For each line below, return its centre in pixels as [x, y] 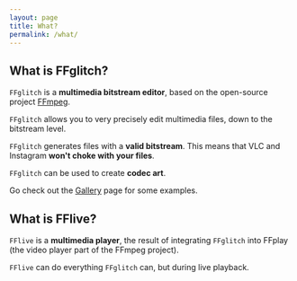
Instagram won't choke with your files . [82, 156]
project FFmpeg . [40, 102]
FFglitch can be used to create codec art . [88, 173]
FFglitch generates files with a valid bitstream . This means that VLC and [145, 146]
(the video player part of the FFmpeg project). [94, 250]
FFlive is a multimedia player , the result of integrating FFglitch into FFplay [149, 240]
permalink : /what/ [44, 34]
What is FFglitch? [59, 70]
